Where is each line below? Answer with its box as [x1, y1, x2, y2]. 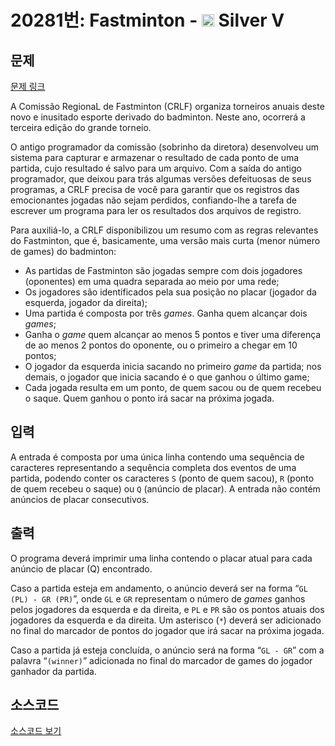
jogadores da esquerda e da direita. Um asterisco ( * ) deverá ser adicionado [10, 614, 322, 626]
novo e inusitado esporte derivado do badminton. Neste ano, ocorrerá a [10, 111, 306, 123]
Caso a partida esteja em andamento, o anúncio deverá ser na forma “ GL [10, 582, 308, 594]
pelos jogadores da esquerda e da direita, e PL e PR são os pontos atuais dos [10, 603, 325, 615]
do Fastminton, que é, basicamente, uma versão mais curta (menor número [10, 235, 321, 246]
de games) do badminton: [10, 246, 117, 257]
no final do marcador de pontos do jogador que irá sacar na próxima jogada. [10, 624, 325, 636]
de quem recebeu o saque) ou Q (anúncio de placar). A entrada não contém [10, 482, 321, 495]
